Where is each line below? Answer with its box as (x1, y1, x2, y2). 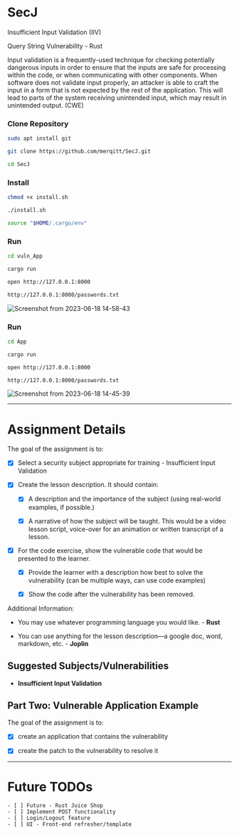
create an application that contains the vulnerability (17, 732, 169, 741)
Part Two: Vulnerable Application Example (7, 700, 199, 712)
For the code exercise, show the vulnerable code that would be (17, 546, 203, 555)
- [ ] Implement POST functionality (7, 809, 116, 816)
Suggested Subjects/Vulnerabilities (7, 660, 169, 672)
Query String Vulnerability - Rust (7, 41, 103, 50)
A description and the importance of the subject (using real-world (28, 495, 221, 503)
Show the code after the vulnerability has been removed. (28, 590, 195, 598)
